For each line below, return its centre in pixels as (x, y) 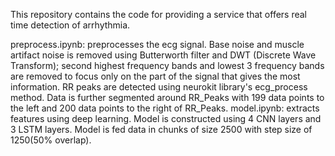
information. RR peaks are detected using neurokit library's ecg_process (159, 87)
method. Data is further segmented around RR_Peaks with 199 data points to (167, 97)
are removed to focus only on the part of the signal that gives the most (155, 76)
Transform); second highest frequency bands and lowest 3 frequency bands (167, 65)
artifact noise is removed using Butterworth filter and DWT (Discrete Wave (163, 55)
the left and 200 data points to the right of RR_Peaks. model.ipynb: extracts (165, 108)
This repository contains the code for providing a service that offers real (159, 14)
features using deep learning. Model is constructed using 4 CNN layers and (166, 118)
